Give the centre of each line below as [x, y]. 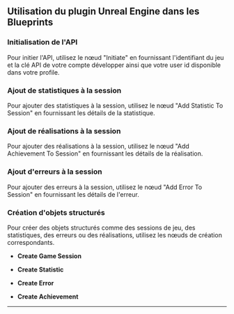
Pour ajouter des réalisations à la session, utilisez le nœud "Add [98, 147]
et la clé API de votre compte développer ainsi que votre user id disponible [114, 65]
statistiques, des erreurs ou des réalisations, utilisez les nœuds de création [115, 235]
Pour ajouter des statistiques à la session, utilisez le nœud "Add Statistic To [115, 105]
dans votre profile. [33, 72]
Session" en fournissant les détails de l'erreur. [73, 194]
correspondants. [31, 242]
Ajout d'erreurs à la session [55, 172]
